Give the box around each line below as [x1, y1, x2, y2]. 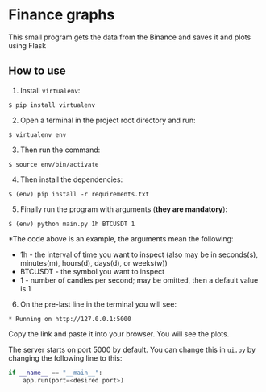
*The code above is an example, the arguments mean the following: [8, 233, 234, 243]
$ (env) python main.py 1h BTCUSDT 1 [8, 220, 135, 228]
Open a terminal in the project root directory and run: [19, 115, 196, 125]
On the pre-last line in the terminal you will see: [19, 299, 177, 309]
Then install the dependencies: [19, 175, 123, 184]
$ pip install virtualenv [8, 101, 95, 109]
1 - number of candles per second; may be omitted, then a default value [19, 275, 259, 285]
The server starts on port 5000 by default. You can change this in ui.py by [8, 345, 256, 354]
